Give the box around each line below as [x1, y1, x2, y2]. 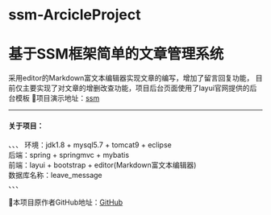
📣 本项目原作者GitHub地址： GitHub [8, 197, 123, 207]
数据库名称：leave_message [8, 171, 102, 180]
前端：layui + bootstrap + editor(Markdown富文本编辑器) [8, 160, 197, 170]
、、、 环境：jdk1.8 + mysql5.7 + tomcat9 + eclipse [8, 140, 172, 150]
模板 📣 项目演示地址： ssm [15, 93, 100, 103]
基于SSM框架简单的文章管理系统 [8, 45, 224, 64]
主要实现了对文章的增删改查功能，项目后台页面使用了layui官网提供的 [22, 83, 250, 93]
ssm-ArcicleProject [8, 6, 141, 24]
